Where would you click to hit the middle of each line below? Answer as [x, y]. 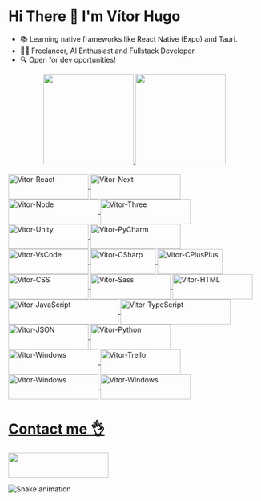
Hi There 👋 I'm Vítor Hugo [94, 16]
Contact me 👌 [57, 429]
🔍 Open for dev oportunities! [68, 59]
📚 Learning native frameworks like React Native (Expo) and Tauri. [128, 38]
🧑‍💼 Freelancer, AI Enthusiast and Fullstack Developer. [108, 51]
